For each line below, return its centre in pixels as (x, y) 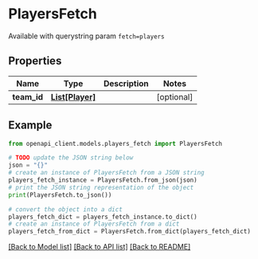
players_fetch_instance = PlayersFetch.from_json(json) (103, 180)
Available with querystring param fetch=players (86, 36)
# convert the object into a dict (66, 209)
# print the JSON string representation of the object (101, 187)
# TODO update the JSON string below (71, 158)
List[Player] (73, 96)
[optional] (175, 96)
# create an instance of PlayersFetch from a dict (94, 224)
